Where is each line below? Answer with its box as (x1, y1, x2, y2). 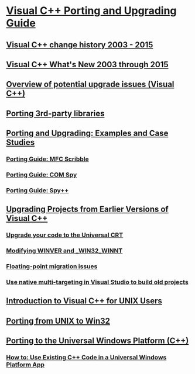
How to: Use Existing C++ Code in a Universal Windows (6, 354, 167, 362)
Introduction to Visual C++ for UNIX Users (6, 296, 162, 306)
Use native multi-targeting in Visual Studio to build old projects (6, 278, 189, 286)
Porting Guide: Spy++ (6, 186, 69, 194)
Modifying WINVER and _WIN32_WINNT (6, 247, 123, 255)
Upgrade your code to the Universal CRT (6, 231, 124, 239)
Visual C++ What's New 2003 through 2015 (6, 60, 169, 70)
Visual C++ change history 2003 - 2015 (6, 40, 153, 50)
